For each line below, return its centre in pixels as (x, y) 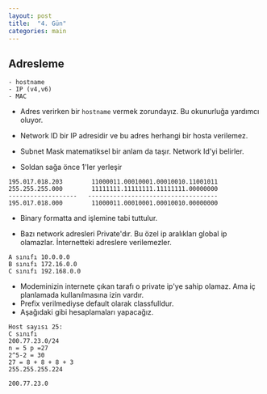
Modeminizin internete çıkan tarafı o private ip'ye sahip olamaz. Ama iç (138, 286)
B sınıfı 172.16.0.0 (43, 265)
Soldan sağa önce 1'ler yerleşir (71, 167)
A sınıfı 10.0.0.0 (39, 257)
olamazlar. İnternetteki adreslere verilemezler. (96, 243)
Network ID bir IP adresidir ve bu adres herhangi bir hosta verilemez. (134, 136)
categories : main (38, 31)
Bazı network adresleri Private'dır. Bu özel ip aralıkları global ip (123, 234)
